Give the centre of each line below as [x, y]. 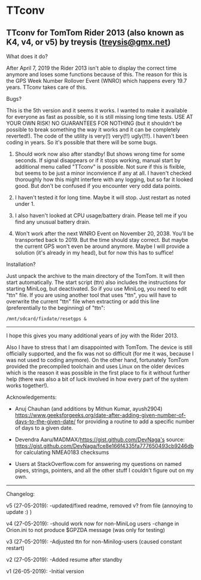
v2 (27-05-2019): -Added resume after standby [64, 560]
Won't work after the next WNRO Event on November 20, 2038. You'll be [104, 234]
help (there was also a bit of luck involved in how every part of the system [97, 379]
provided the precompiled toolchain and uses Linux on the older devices [95, 366]
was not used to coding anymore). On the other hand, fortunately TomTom [98, 360]
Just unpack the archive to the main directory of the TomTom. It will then [95, 276]
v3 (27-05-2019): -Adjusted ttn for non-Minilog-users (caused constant [94, 542]
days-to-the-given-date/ [45, 421]
